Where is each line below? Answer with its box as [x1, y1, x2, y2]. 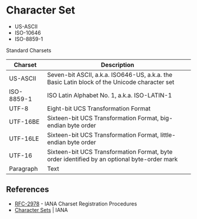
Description [100, 60, 135, 69]
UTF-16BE [9, 117, 40, 126]
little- [160, 130, 176, 139]
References [6, 184, 49, 194]
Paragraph [9, 164, 38, 173]
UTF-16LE [9, 134, 39, 143]
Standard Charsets [6, 46, 52, 53]
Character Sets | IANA [14, 206, 69, 213]
